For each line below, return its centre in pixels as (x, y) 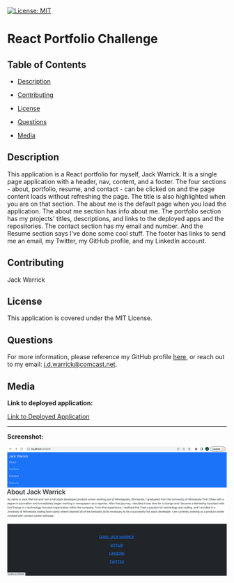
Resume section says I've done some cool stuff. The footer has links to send (117, 233)
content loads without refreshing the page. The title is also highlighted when (116, 196)
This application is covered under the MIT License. (80, 318)
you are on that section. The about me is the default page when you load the (117, 204)
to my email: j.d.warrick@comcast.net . (62, 364)
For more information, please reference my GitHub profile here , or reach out (116, 357)
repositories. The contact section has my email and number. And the (105, 226)
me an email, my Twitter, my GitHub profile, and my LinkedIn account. (107, 241)
